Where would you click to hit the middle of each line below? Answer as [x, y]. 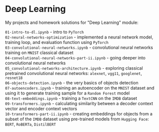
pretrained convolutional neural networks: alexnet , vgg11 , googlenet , [74, 73]
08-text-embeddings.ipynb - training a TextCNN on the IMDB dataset [71, 98]
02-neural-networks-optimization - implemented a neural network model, [79, 37]
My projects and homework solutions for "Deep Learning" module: [72, 22]
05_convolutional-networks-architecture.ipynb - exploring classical [74, 68]
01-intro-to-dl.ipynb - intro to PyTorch [45, 32]
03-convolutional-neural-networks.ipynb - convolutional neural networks [79, 47]
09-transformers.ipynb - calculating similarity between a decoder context [79, 103]
